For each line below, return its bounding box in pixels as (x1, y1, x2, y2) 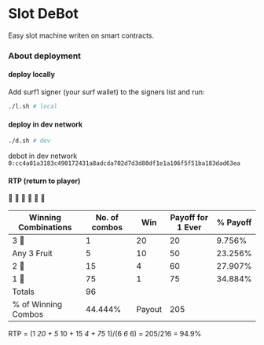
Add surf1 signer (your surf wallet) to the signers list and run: (8, 87, 205, 97)
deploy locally (8, 70, 55, 79)
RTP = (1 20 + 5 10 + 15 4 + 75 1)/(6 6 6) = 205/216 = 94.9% (8, 329, 202, 339)
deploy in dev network (8, 119, 83, 129)
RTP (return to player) (8, 176, 81, 185)
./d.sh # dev (8, 137, 51, 145)
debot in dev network (8, 151, 78, 161)
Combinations (18, 222, 72, 233)
